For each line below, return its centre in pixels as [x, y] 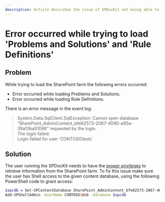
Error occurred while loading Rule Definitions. [58, 99]
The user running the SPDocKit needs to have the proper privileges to [76, 166]
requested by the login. [73, 128]
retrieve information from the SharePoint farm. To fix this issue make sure [79, 171]
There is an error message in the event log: [49, 109]
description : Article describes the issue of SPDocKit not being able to [82, 10]
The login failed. [33, 134]
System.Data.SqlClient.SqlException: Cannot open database [78, 118]
